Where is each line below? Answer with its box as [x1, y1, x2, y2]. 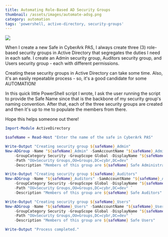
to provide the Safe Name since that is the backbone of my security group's [5, 96, 161, 102]
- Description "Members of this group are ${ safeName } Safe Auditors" [14, 190, 162, 195]
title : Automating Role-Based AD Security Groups [5, 7, 111, 13]
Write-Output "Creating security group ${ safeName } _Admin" [5, 144, 131, 149]
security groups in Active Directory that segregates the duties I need [19, 50, 160, 56]
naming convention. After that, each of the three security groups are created [5, 101, 162, 107]
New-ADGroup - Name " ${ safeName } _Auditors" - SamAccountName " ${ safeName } [5, 176, 160, 181]
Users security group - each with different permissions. [5, 61, 119, 67]
